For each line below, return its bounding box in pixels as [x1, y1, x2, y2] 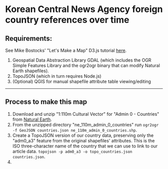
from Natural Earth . [12, 116, 52, 122]
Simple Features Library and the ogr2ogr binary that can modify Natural [12, 63, 160, 68]
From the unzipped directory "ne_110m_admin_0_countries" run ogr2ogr [12, 121, 159, 127]
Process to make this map [5, 98, 87, 106]
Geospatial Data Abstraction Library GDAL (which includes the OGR [12, 57, 151, 63]
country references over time [5, 14, 129, 26]
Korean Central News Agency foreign [5, 4, 163, 15]
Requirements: [5, 34, 52, 43]
